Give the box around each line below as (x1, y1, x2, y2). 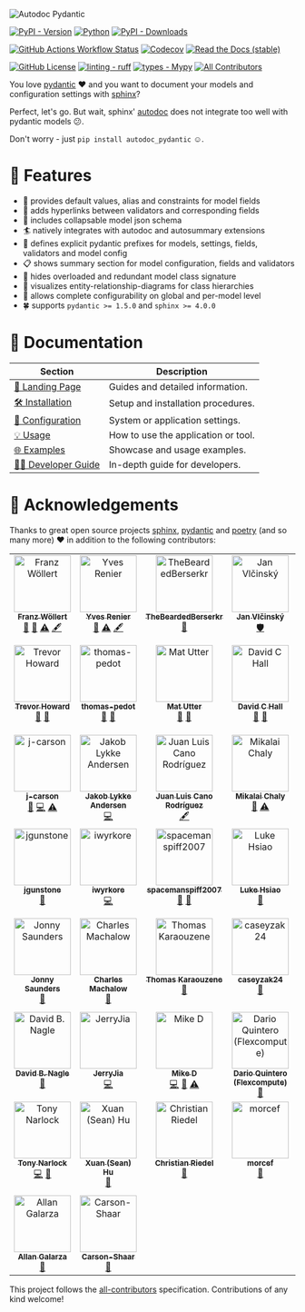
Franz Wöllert (17, 611, 68, 621)
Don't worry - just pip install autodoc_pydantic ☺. (9, 134, 204, 144)
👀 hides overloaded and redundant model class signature (22, 271, 237, 282)
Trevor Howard (15, 701, 71, 711)
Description (155, 364, 208, 377)
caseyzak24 (237, 974, 283, 985)
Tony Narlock (17, 1158, 68, 1168)
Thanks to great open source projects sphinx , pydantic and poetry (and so (9, 524, 288, 535)
